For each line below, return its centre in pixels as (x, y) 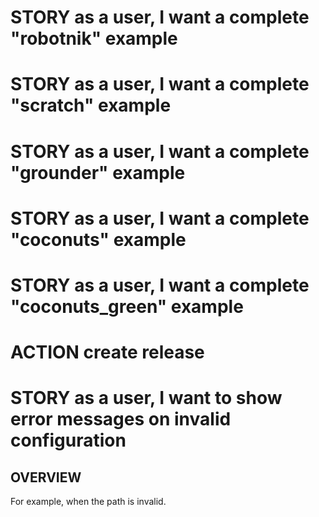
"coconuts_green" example (127, 306)
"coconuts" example (98, 239)
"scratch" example (91, 105)
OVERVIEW (46, 477)
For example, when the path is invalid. (88, 502)
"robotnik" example (94, 38)
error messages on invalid (121, 419)
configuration (68, 440)
